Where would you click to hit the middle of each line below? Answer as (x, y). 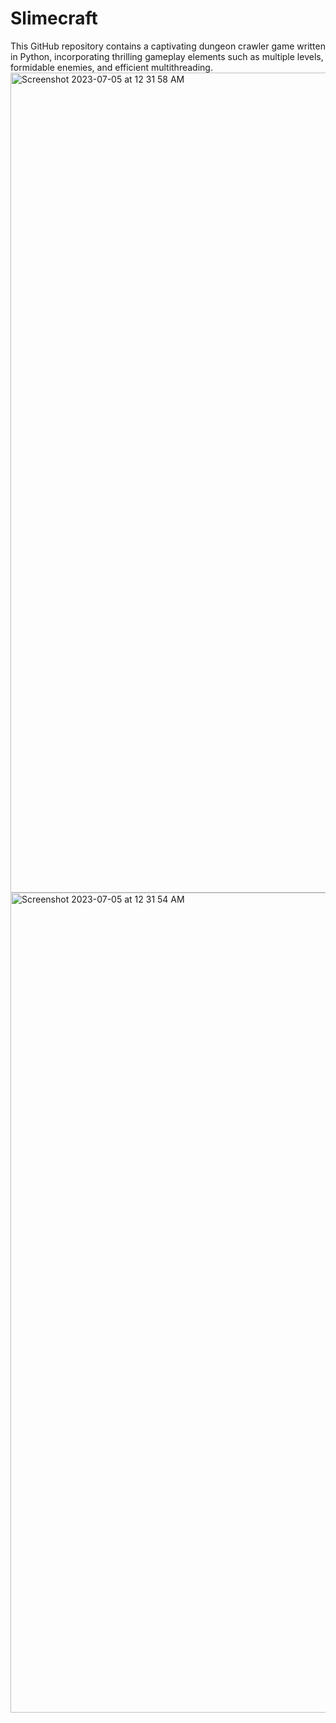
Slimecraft (54, 18)
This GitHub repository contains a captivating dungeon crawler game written (168, 46)
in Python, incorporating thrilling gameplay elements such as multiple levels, (167, 56)
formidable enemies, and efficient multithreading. (111, 67)
